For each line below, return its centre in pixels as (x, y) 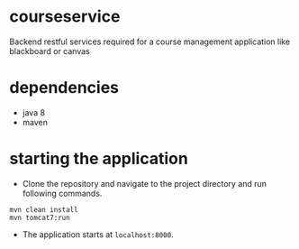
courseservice (65, 17)
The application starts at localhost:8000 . (98, 234)
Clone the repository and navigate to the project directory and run (145, 183)
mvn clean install (44, 209)
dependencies (64, 88)
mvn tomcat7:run (40, 217)
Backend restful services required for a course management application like (150, 41)
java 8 (34, 112)
